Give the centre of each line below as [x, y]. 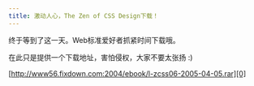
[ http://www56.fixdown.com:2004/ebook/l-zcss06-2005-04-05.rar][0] [127, 73]
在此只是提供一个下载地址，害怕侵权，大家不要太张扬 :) [101, 57]
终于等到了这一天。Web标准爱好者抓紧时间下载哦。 [94, 40]
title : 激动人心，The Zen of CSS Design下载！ [84, 16]
